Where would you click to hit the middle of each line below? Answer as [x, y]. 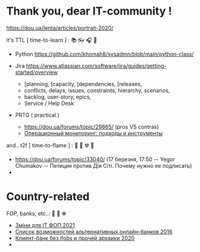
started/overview [36, 72]
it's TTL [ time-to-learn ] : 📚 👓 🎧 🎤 [52, 40]
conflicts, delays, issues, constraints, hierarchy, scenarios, [97, 90]
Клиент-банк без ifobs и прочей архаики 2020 [75, 238]
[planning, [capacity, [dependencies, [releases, [83, 84]
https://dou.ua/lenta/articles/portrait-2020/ [60, 28]
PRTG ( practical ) [37, 115]
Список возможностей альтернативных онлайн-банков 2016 [94, 231]
